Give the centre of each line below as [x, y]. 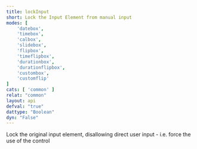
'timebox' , [30, 34]
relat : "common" [26, 95]
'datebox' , [30, 28]
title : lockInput [28, 12]
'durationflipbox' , [41, 67]
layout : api [21, 101]
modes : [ [17, 23]
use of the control [28, 141]
